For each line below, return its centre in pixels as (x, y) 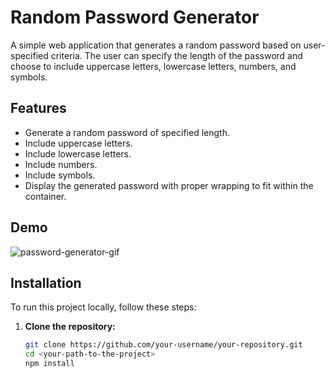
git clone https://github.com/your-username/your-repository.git (163, 345)
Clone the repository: (70, 327)
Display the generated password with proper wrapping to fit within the (169, 185)
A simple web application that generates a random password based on (156, 45)
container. (45, 196)
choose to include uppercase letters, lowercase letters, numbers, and (153, 66)
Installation (46, 282)
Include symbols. (60, 175)
